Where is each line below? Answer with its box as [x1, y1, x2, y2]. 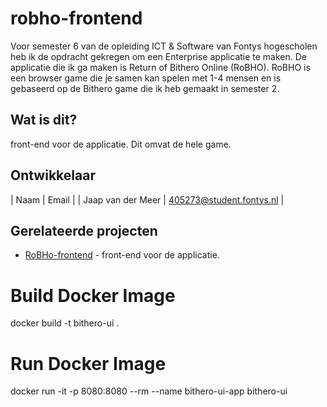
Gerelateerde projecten [10, 222, 158, 239]
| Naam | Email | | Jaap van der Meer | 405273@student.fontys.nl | [10, 193, 285, 206]
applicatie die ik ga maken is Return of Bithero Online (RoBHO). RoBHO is [10, 61, 311, 73]
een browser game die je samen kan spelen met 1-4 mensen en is [10, 72, 282, 84]
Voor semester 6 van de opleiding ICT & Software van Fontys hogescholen [10, 40, 318, 52]
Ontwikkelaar [10, 167, 96, 184]
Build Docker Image [10, 284, 176, 307]
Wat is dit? [10, 112, 78, 129]
